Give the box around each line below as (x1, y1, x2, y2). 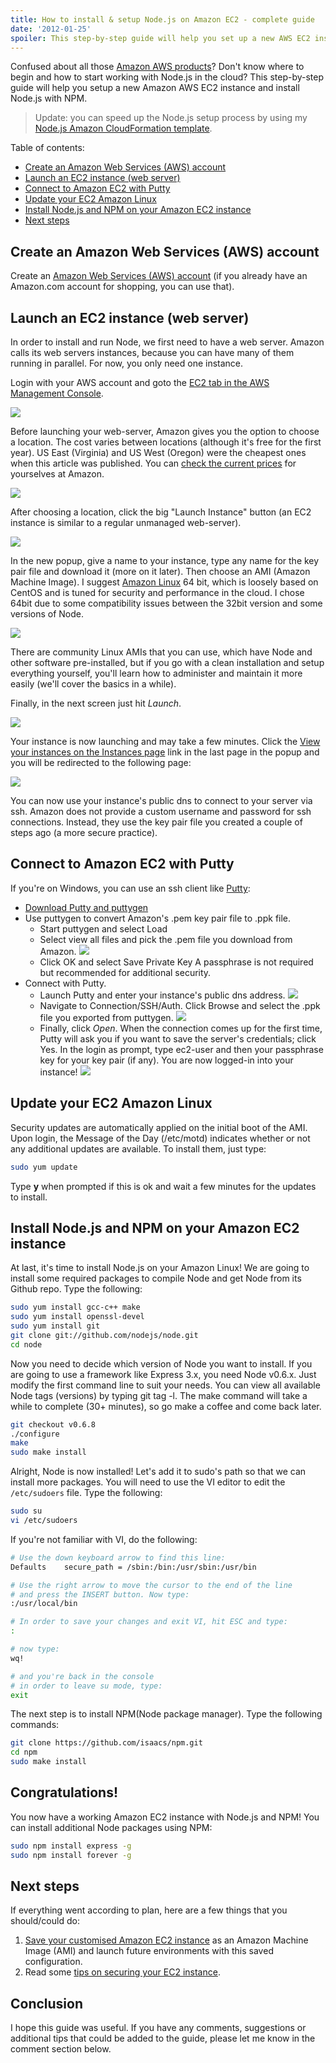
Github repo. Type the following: (10, 1283, 143, 1295)
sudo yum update (10, 1162, 78, 1172)
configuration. (24, 1956, 83, 1968)
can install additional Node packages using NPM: (10, 1821, 213, 1833)
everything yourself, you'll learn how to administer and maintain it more (10, 667, 303, 679)
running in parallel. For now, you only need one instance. (10, 357, 244, 369)
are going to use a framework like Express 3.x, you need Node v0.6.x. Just (10, 1368, 317, 1380)
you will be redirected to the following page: (10, 757, 192, 768)
